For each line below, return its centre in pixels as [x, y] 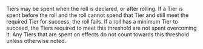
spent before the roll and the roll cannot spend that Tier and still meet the [98, 15]
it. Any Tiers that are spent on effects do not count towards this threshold [98, 34]
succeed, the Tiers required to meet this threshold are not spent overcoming [101, 28]
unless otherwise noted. [36, 41]
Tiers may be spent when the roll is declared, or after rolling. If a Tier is [95, 9]
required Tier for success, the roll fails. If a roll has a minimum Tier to [92, 21]
